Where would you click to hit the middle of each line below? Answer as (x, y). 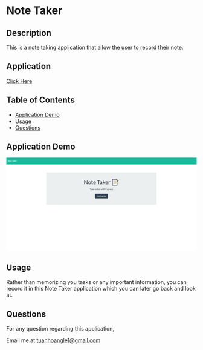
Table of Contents (41, 100)
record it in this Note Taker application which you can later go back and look (101, 289)
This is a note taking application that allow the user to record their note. (95, 47)
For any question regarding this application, (60, 329)
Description (29, 33)
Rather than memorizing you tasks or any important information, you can (97, 282)
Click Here (19, 81)
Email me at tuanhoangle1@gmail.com (53, 340)
